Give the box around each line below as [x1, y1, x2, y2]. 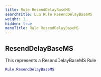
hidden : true [5, 21, 32, 26]
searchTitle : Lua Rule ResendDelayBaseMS [5, 12, 93, 17]
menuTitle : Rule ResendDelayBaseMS [5, 26, 79, 31]
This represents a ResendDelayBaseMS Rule [5, 57, 96, 63]
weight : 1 [5, 16, 26, 21]
